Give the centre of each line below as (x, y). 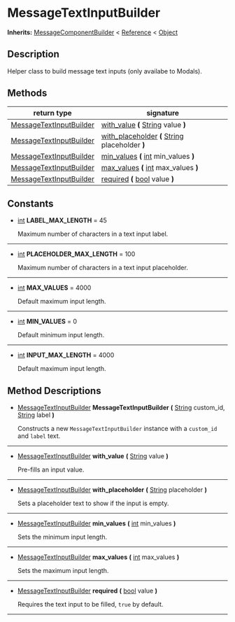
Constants (30, 203)
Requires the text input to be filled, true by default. (90, 605)
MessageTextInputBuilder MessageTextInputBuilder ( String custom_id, (121, 408)
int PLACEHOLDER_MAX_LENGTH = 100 (76, 254)
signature (163, 113)
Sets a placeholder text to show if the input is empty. (93, 503)
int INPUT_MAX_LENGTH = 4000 (66, 355)
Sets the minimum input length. (62, 537)
